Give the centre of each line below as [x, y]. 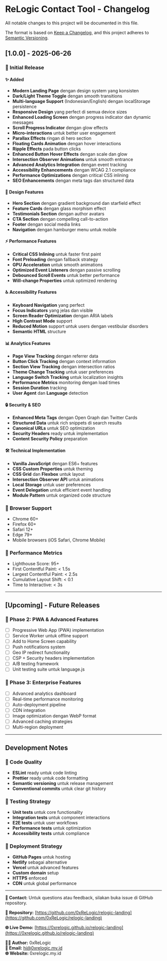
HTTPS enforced [30, 878]
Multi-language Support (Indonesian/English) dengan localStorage [81, 101]
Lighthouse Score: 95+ [36, 564]
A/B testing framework [35, 664]
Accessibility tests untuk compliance [51, 833]
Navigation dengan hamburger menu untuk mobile [64, 229]
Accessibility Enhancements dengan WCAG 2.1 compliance [74, 170]
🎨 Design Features [24, 192]
